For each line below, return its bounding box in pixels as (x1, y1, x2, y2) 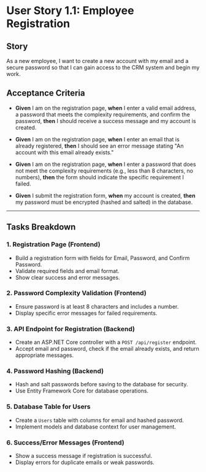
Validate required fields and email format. (15, 267, 120, 274)
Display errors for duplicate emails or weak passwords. (15, 459, 154, 466)
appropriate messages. (15, 351, 74, 359)
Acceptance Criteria (6, 88, 85, 99)
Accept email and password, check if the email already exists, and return (15, 345, 199, 353)
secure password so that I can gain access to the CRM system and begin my (6, 64, 200, 71)
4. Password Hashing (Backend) (6, 367, 104, 375)
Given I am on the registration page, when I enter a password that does (15, 160, 196, 168)
